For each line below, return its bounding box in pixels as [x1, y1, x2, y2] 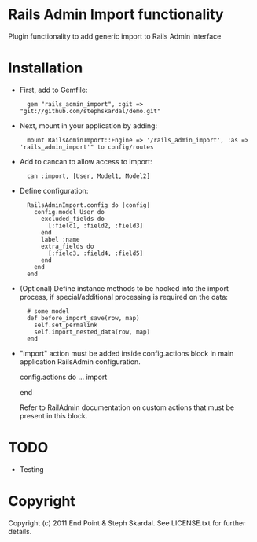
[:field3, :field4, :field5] [48, 249, 144, 257]
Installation [8, 59, 83, 77]
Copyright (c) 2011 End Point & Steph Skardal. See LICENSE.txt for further [8, 518, 246, 528]
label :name [40, 235, 80, 243]
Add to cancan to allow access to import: [19, 157, 152, 166]
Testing [19, 464, 45, 474]
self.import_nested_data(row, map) [34, 328, 151, 336]
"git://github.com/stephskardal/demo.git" [19, 107, 161, 115]
